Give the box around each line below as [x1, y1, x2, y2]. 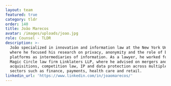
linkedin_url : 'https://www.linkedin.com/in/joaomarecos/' [5, 73, 133, 78]
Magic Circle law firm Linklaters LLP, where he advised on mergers [10, 59, 158, 64]
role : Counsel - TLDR [5, 36, 51, 41]
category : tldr [5, 17, 38, 22]
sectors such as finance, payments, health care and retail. [10, 69, 142, 74]
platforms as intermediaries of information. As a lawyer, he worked [10, 54, 160, 60]
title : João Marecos [5, 26, 49, 31]
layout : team [5, 7, 33, 13]
